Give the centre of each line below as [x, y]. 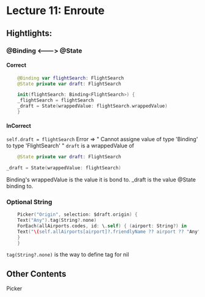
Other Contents [36, 273]
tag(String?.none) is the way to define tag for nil [68, 255]
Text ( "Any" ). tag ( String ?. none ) [57, 221]
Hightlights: [29, 33]
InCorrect [19, 125]
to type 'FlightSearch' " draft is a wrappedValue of [70, 146]
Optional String [29, 202]
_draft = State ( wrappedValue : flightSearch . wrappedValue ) [92, 106]
